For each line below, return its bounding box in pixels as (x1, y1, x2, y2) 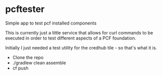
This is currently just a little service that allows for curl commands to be (5, 29, 153, 35)
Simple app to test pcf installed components (5, 20, 97, 26)
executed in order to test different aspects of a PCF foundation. (5, 35, 136, 41)
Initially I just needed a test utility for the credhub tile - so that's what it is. (5, 44, 157, 50)
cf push (12, 65, 29, 71)
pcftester (5, 3, 45, 15)
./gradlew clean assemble (12, 59, 66, 65)
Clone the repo (12, 54, 44, 60)
